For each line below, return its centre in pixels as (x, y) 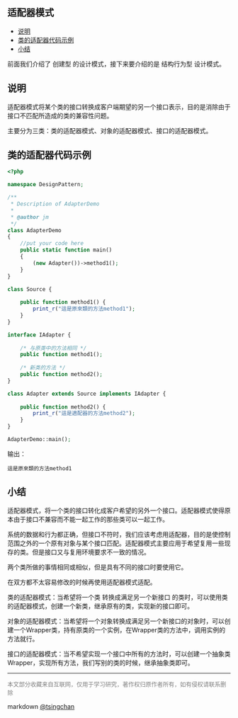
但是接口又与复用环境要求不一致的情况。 (91, 552)
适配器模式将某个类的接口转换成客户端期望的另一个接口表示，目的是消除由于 (119, 107)
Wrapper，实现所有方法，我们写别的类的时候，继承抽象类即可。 (101, 662)
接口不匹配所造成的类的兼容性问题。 (60, 115)
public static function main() (66, 250)
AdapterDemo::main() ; (39, 440)
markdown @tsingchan (41, 706)
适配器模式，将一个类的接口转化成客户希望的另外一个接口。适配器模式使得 (116, 510)
